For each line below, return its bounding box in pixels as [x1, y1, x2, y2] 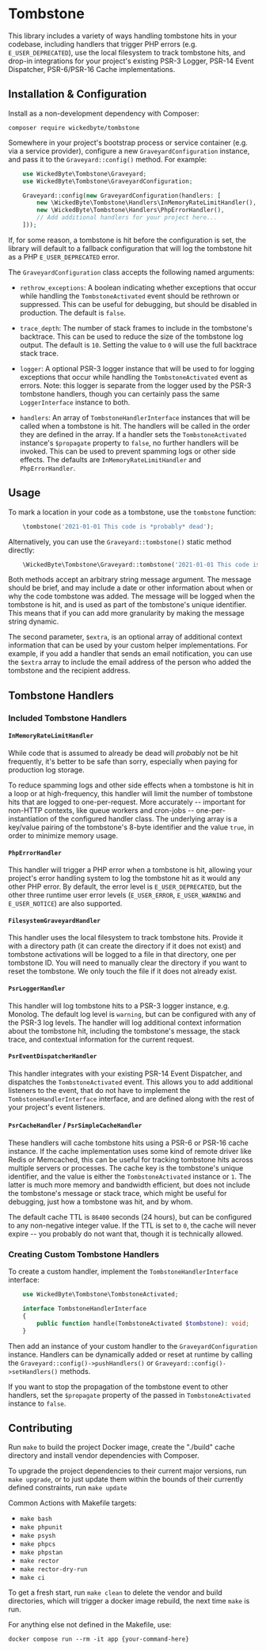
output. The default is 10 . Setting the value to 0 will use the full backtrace [19, 340, 257, 349]
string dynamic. [8, 617, 59, 626]
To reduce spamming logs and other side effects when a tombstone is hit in [8, 780, 254, 790]
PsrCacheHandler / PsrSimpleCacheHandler [8, 1121, 142, 1130]
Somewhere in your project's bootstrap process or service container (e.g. [8, 138, 248, 147]
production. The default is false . [19, 308, 127, 317]
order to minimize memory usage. [8, 830, 119, 840]
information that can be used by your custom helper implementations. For [8, 640, 248, 650]
